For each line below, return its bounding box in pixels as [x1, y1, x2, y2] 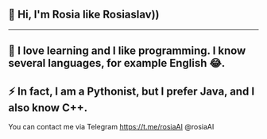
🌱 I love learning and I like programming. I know [8, 44, 246, 58]
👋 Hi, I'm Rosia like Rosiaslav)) [8, 8, 160, 21]
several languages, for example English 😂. [8, 56, 226, 70]
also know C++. [8, 101, 88, 114]
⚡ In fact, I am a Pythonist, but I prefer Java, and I [8, 84, 255, 98]
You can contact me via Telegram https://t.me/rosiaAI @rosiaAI [8, 122, 215, 132]
